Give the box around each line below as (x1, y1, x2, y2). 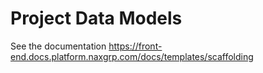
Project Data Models (10, 7, 183, 30)
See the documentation (10, 40, 107, 52)
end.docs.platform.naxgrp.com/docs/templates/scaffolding (10, 50, 254, 62)
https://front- (108, 40, 163, 52)
